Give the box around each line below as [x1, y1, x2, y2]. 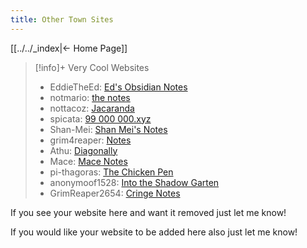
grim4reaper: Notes [49, 134, 132, 146]
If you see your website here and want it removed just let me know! [10, 206, 287, 218]
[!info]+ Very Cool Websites [34, 61, 150, 73]
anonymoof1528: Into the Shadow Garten [49, 176, 220, 188]
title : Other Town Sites [10, 14, 114, 25]
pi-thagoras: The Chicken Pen [49, 166, 174, 178]
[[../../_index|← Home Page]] [10, 42, 128, 54]
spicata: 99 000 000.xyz [49, 112, 152, 125]
